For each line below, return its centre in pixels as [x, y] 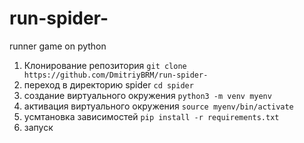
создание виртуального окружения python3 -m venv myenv [147, 95]
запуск [38, 127]
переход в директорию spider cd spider [108, 84]
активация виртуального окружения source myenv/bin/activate [158, 106]
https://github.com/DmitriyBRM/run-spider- [116, 75]
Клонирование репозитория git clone [105, 65]
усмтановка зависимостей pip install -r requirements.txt [151, 116]
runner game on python [58, 46]
